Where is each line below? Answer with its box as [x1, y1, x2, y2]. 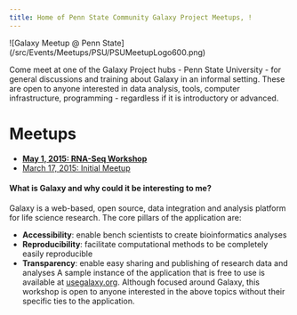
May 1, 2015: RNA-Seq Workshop [21, 153, 148, 164]
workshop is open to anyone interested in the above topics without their [21, 286, 285, 296]
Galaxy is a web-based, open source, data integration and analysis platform [9, 202, 286, 214]
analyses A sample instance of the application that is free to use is [21, 267, 265, 278]
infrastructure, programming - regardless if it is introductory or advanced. [9, 93, 279, 103]
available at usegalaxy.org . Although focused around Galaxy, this [21, 277, 261, 287]
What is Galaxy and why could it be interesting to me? [9, 183, 212, 194]
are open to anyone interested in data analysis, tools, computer [9, 83, 240, 93]
